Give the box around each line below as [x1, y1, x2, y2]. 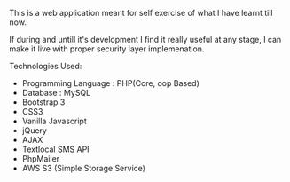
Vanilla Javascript [21, 115, 87, 126]
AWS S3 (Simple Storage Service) [21, 163, 146, 173]
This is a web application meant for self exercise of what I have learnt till [9, 8, 273, 18]
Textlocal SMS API [21, 144, 90, 154]
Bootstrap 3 [21, 97, 66, 107]
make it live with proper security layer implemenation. [9, 44, 205, 54]
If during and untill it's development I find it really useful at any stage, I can [9, 35, 282, 44]
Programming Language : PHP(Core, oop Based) [21, 78, 200, 88]
